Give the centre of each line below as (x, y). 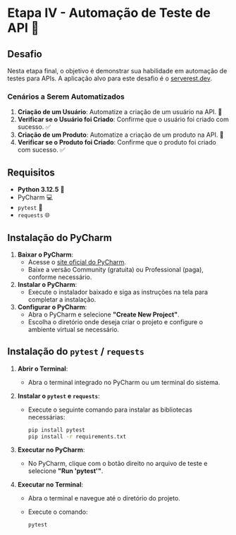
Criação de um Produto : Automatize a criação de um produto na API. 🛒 (120, 135)
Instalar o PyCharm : (47, 284)
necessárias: (46, 417)
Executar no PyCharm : (51, 450)
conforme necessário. (60, 277)
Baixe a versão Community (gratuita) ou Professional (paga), (116, 269)
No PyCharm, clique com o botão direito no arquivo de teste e (118, 464)
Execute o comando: (58, 512)
